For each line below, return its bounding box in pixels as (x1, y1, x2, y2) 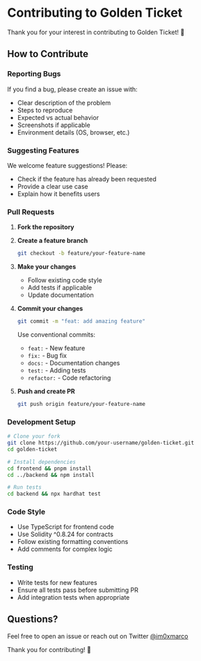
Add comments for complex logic (17, 545, 113, 554)
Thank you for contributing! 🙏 (7, 645, 92, 653)
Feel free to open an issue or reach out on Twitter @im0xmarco (7, 632, 189, 640)
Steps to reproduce (17, 106, 73, 114)
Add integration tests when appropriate (17, 593, 130, 601)
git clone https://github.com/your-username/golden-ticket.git (7, 439, 195, 447)
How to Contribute (7, 48, 89, 60)
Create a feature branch (17, 236, 88, 245)
